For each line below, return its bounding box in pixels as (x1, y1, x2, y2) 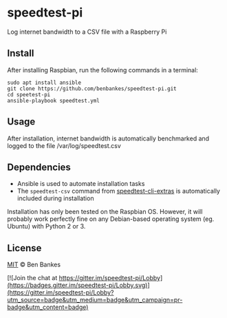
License (7, 242, 42, 254)
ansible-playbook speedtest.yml (7, 97, 100, 104)
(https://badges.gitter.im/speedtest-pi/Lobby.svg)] (7, 281, 150, 290)
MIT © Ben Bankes (7, 260, 61, 269)
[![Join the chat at (7, 274, 58, 282)
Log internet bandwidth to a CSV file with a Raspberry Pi (7, 28, 167, 36)
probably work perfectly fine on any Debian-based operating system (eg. (7, 215, 215, 223)
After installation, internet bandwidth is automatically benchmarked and (7, 134, 210, 142)
